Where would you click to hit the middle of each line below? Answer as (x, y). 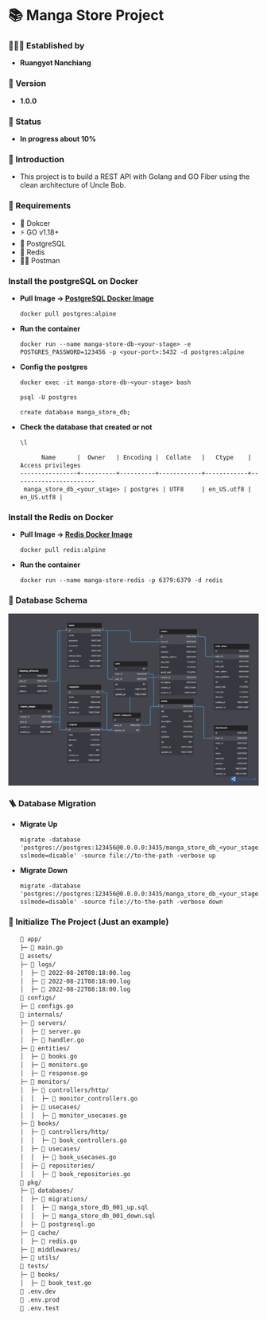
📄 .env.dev (38, 1291)
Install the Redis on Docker (61, 517)
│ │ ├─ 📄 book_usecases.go (68, 1157)
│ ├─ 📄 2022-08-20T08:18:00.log (75, 973)
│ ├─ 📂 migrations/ (54, 1199)
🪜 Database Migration (52, 804)
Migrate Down (43, 870)
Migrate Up (39, 824)
